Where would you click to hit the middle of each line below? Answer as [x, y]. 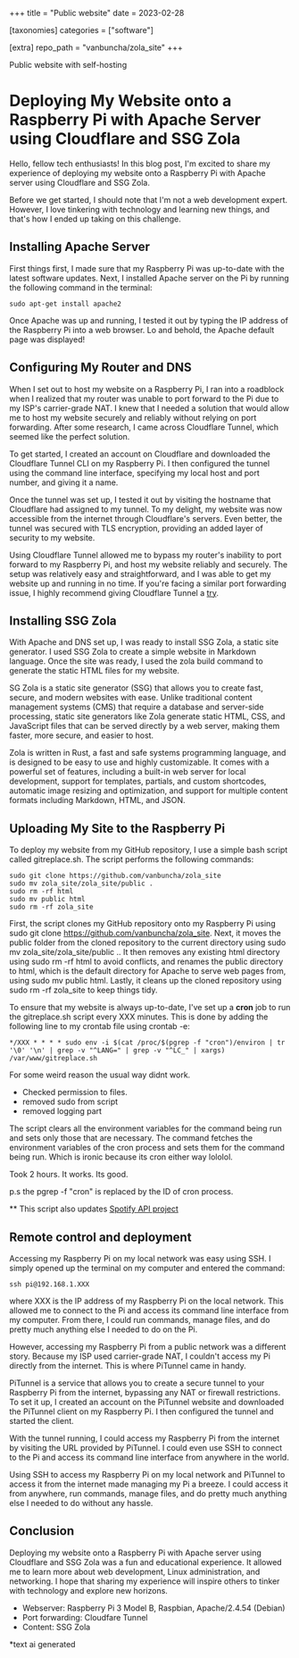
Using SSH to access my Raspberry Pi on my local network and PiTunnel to [147, 1474]
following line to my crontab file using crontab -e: [100, 1026]
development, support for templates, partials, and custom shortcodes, [138, 782]
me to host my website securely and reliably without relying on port [133, 417]
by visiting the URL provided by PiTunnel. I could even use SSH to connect [146, 1448]
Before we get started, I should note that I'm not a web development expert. [149, 199]
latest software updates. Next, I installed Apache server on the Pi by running [149, 278]
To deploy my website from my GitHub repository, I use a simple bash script [149, 850]
